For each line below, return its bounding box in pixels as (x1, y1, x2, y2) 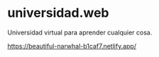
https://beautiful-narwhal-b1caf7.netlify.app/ (7, 42, 137, 50)
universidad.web (7, 5, 109, 21)
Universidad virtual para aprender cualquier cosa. (7, 28, 153, 37)
